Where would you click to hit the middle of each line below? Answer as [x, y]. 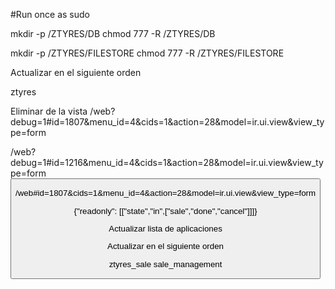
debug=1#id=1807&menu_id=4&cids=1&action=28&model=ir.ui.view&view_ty [167, 122]
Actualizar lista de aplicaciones [165, 228]
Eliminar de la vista [49, 111]
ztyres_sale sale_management [165, 264]
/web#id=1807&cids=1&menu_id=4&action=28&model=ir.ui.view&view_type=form [166, 193]
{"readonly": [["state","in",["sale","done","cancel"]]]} [165, 210]
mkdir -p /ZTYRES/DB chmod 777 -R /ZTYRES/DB [113, 33]
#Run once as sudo [50, 14]
